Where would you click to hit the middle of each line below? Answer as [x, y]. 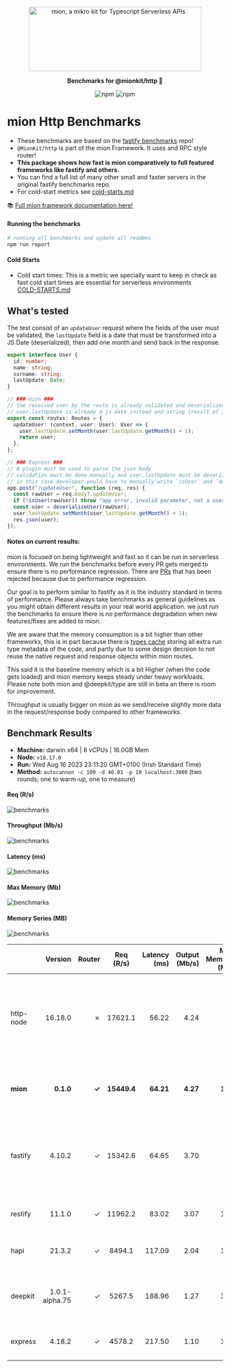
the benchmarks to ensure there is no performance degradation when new [112, 614]
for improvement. [31, 691]
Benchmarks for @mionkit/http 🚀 [115, 81]
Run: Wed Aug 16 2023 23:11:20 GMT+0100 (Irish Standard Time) [109, 764]
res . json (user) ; [36, 520]
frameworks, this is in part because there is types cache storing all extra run [115, 641]
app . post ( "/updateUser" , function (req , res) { [76, 488]
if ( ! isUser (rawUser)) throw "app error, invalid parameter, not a [112, 501]
